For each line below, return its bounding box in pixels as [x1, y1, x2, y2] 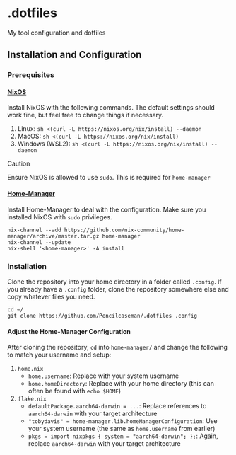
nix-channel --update [7, 238, 71, 246]
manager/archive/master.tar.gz [7, 232, 100, 240]
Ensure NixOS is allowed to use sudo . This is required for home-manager [7, 173, 211, 182]
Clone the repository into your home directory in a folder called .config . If [7, 277, 223, 286]
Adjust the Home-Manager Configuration [7, 327, 131, 335]
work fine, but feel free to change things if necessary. [7, 111, 164, 120]
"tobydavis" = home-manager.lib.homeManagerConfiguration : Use [28, 417, 218, 425]
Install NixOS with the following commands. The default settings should [7, 103, 216, 112]
